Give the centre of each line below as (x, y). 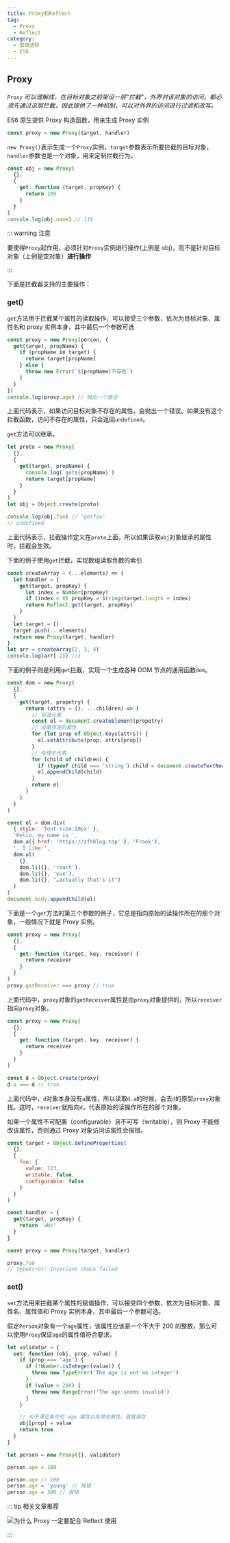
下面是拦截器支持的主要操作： (49, 284)
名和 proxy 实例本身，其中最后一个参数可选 (74, 327)
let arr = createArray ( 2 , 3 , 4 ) (53, 650)
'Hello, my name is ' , (46, 836)
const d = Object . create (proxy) (53, 1078)
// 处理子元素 (49, 753)
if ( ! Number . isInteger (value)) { (73, 1367)
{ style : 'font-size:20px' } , (56, 829)
